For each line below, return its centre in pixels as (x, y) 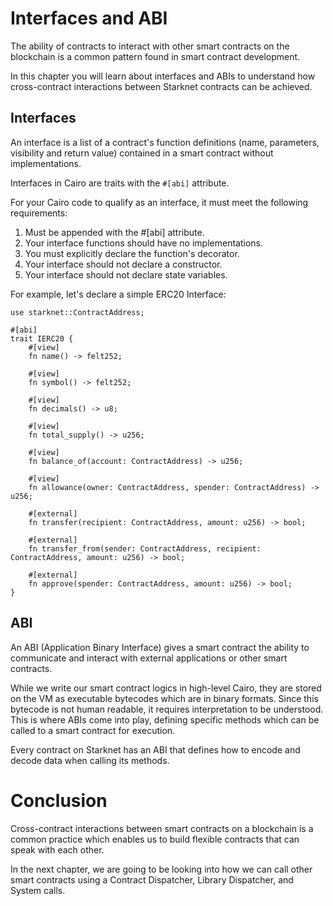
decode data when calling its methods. (90, 760)
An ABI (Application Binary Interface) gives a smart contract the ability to (160, 647)
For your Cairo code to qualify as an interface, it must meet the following (159, 202)
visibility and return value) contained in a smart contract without (142, 153)
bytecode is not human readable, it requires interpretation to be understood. (167, 709)
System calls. (38, 890)
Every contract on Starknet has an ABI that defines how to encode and (155, 749)
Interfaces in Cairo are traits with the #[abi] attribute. (120, 183)
